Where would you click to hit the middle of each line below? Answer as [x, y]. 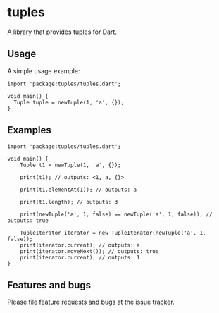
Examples [29, 130]
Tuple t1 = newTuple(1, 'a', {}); [70, 165]
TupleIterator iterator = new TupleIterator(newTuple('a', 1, [113, 233]
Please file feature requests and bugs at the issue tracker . [91, 302]
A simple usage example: [44, 70]
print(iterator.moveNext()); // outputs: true [89, 251]
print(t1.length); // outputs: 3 [69, 202]
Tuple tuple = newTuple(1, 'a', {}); [69, 102]
